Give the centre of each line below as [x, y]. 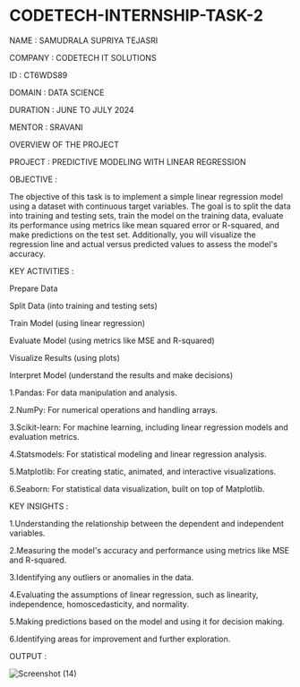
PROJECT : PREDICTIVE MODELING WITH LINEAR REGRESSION [128, 161]
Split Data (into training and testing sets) [84, 305]
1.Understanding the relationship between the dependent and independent [147, 523]
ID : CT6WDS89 [39, 75]
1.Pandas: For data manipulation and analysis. [93, 392]
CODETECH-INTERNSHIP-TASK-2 [137, 16]
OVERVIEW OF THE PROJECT [64, 144]
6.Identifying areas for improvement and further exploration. [120, 639]
